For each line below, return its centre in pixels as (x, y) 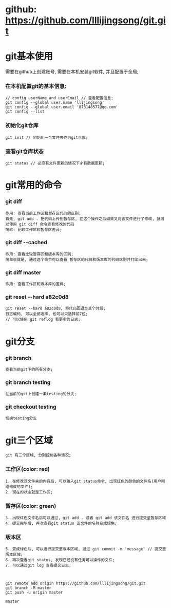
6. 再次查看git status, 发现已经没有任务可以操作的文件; (60, 560)
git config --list (25, 112)
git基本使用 (29, 56)
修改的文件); (21, 487)
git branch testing (28, 382)
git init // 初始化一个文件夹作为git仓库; (47, 137)
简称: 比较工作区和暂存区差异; (34, 230)
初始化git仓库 (22, 125)
